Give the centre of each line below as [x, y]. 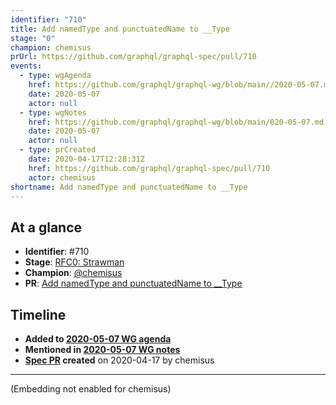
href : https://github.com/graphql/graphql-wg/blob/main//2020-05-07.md [180, 85]
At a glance [46, 227]
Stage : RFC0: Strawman [74, 262]
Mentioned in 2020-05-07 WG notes [102, 349]
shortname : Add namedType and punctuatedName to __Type [129, 187]
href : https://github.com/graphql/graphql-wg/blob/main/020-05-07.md [176, 122]
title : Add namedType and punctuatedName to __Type [120, 29]
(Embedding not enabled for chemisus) [91, 389]
